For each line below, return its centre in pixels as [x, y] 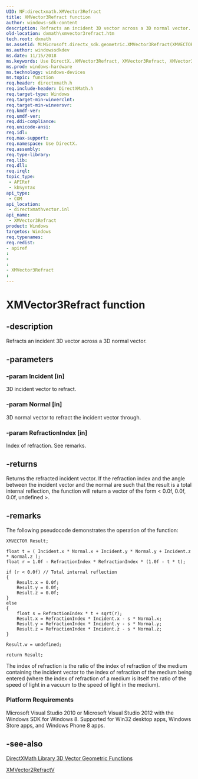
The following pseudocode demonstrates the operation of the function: [92, 530]
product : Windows [27, 226]
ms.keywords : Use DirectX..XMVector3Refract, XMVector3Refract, [87, 61]
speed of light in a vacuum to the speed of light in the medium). [83, 684]
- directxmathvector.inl [39, 210]
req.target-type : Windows [38, 94]
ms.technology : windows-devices [46, 72]
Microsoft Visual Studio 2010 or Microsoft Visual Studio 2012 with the [90, 713]
